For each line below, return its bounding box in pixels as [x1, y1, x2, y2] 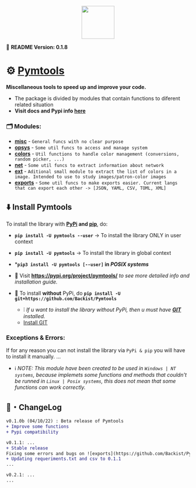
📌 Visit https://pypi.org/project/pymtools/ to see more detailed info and [14, 272, 190, 279]
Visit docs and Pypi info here [14, 107, 86, 114]
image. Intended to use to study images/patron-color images [14, 174, 167, 180]
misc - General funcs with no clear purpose [14, 138, 124, 145]
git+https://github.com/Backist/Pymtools [14, 296, 117, 302]
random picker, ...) [14, 156, 65, 162]
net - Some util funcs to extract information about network [14, 162, 164, 169]
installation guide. [14, 278, 58, 285]
